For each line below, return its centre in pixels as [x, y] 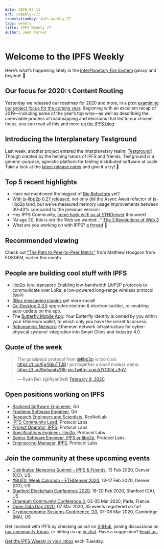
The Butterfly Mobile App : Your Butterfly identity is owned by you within [84, 316]
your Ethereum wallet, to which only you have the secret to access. [80, 321]
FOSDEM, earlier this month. [34, 258]
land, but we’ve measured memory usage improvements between [92, 204]
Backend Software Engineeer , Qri [46, 406]
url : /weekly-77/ [23, 14]
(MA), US [21, 517]
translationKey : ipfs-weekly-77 [38, 19]
